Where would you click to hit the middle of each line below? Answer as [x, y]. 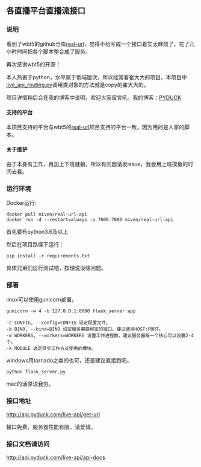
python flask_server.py [36, 372]
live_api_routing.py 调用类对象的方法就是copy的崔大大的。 [78, 85]
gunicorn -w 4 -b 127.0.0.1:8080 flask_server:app [71, 311]
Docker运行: [21, 203]
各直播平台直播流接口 [46, 11]
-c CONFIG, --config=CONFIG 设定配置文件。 [58, 323]
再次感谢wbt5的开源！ [34, 64]
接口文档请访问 [28, 444]
